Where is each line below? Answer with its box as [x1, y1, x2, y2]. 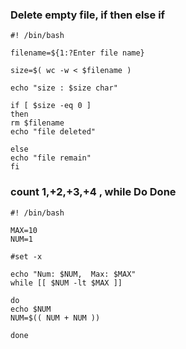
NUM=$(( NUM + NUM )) [10, 313, 101, 323]
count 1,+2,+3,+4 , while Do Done [10, 185, 177, 199]
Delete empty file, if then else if [10, 8, 166, 22]
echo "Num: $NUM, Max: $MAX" [10, 269, 137, 279]
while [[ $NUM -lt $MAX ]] [10, 278, 123, 288]
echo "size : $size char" [10, 83, 118, 93]
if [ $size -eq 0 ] [10, 101, 92, 111]
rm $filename [10, 118, 65, 128]
